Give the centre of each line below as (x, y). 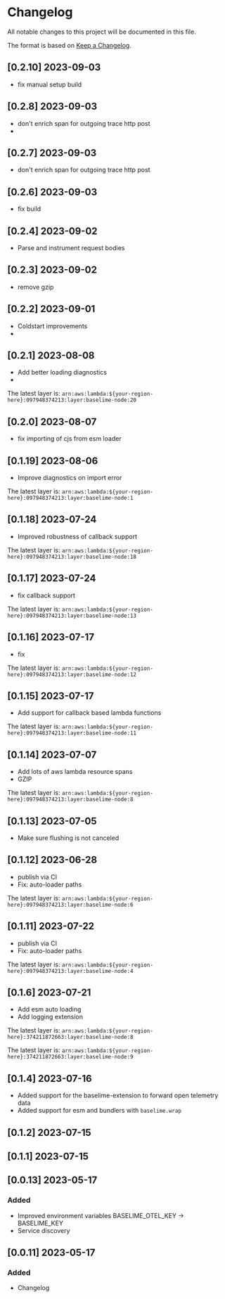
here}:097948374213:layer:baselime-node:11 (72, 733)
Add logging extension (50, 1017)
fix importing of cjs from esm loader (69, 439)
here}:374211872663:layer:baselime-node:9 (70, 1057)
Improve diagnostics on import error (70, 478)
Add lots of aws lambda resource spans (75, 772)
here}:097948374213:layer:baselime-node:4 (70, 971)
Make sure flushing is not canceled (68, 838)
